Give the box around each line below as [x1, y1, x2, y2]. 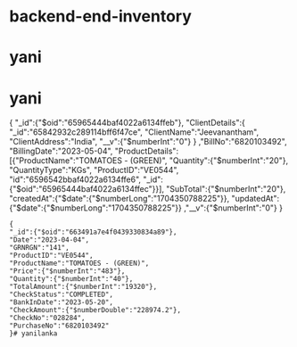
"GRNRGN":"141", [9, 244, 70, 252]
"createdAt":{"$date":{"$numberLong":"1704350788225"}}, [9, 194, 230, 204]
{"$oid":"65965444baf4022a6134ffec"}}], [9, 184, 165, 194]
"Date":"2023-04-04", [9, 235, 90, 244]
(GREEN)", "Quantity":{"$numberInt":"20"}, [129, 155, 288, 166]
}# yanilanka [9, 329, 58, 338]
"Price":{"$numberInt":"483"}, [9, 267, 126, 276]
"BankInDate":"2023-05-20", [9, 298, 114, 307]
